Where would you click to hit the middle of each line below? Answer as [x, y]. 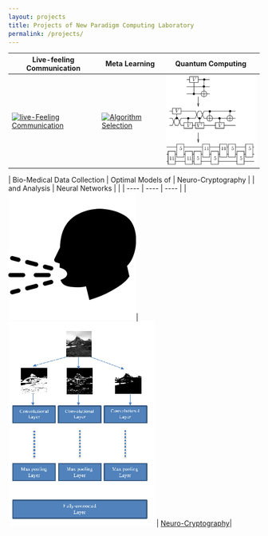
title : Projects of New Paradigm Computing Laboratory [101, 25]
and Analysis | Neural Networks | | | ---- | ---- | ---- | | [97, 188]
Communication [53, 68]
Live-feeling [53, 59]
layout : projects [37, 17]
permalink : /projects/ [46, 33]
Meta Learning [130, 64]
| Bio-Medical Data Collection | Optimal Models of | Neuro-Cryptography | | [132, 180]
